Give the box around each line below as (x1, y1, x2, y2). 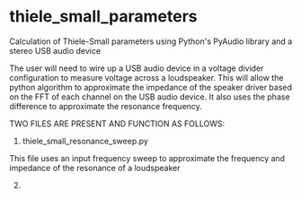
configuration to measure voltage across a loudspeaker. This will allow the (9, 72, 284, 82)
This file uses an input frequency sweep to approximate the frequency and (9, 152, 286, 163)
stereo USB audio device (9, 45, 102, 56)
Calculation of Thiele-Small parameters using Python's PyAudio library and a (9, 36, 293, 47)
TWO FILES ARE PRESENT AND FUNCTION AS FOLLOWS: (9, 118, 226, 129)
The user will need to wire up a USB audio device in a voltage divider (9, 63, 264, 73)
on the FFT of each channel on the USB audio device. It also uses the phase (9, 91, 290, 102)
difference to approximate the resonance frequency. (9, 100, 202, 111)
